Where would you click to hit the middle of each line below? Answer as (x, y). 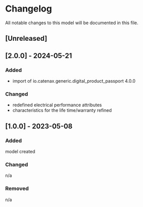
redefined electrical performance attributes (57, 105)
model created (20, 151)
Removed (17, 188)
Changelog (29, 9)
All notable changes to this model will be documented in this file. (72, 23)
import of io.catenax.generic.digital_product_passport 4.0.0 (74, 81)
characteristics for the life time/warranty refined (62, 110)
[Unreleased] (26, 39)
